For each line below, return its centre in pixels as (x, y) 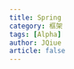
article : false (37, 51)
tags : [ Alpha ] (36, 34)
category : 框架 (36, 26)
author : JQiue (36, 43)
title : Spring (36, 17)
